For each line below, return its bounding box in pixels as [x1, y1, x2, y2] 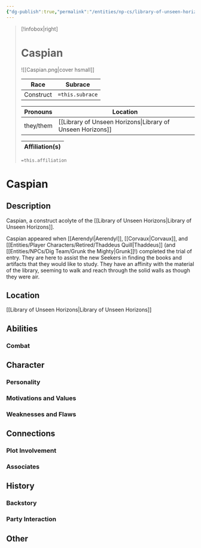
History [6, 481, 35, 491]
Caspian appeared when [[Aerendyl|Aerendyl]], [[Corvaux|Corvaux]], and [6, 235, 188, 242]
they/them [23, 121, 53, 129]
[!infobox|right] [20, 25, 59, 32]
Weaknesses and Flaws [6, 410, 77, 418]
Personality [6, 378, 41, 386]
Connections [6, 429, 56, 439]
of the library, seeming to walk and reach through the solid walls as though [6, 267, 190, 274]
